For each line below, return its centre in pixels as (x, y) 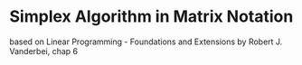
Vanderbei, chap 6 (44, 51)
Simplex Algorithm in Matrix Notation (151, 17)
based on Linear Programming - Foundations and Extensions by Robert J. (146, 42)
